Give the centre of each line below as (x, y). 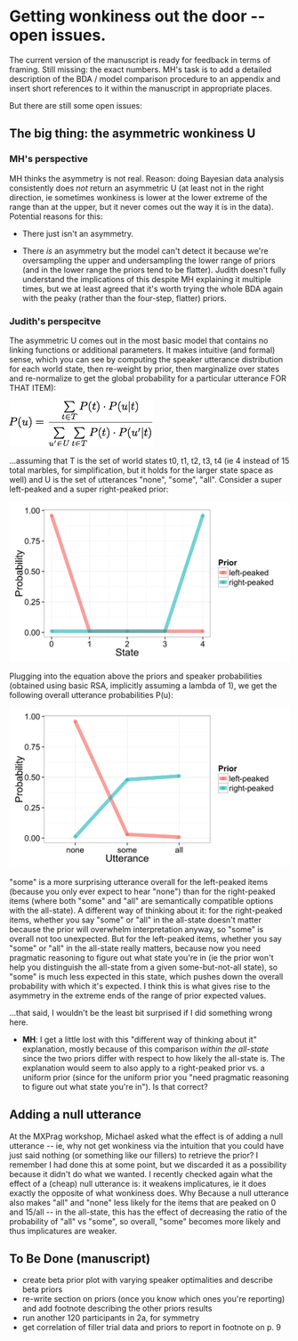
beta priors (42, 1289)
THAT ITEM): (32, 387)
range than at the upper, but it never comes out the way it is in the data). (141, 207)
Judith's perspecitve (55, 321)
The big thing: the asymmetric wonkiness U (133, 134)
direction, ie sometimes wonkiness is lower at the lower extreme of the (138, 197)
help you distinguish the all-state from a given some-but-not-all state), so (144, 967)
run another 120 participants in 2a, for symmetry (111, 1318)
